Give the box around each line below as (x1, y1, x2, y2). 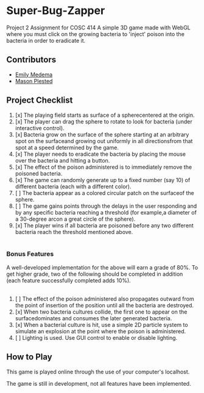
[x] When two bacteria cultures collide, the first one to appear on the (15, 308, 188, 315)
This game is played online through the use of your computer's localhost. (6, 368, 190, 375)
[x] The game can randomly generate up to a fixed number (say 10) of (15, 176, 191, 183)
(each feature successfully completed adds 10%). (6, 276, 131, 284)
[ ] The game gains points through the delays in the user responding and (15, 202, 197, 210)
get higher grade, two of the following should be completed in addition (6, 270, 183, 277)
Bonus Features (6, 250, 54, 259)
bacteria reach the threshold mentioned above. (15, 228, 133, 235)
